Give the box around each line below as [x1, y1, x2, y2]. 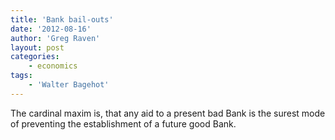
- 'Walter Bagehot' [28, 80, 110, 90]
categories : [10, 52, 60, 62]
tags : [10, 71, 33, 81]
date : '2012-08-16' [10, 24, 92, 34]
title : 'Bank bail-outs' [10, 14, 114, 25]
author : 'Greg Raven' [10, 33, 101, 43]
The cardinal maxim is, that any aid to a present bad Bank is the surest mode [10, 107, 326, 119]
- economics [28, 61, 78, 71]
